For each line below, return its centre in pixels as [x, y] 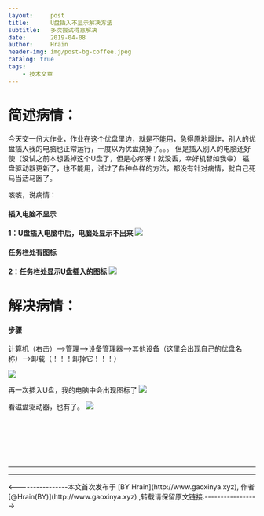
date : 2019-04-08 [47, 37]
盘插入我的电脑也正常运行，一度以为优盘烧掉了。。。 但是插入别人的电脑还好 [130, 148]
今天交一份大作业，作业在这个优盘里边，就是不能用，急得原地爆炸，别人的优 [132, 138]
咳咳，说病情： [32, 194]
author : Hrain [38, 45]
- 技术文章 [38, 74]
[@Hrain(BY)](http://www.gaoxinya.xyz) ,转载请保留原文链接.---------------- [132, 497]
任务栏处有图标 [32, 252]
